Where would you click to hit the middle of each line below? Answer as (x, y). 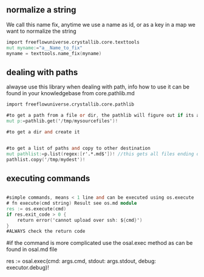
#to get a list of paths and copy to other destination (78, 148)
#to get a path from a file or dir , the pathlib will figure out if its (100, 115)
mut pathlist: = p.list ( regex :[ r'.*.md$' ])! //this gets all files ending (100, 154)
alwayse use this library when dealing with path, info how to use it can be (98, 87)
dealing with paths (42, 72)
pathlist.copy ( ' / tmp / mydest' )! (46, 159)
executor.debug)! (28, 268)
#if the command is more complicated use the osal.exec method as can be (100, 243)
